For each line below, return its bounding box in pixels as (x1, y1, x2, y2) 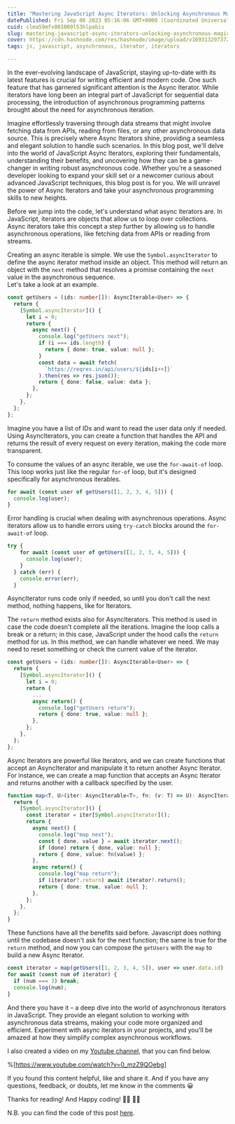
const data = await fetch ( (38, 359, 117, 366)
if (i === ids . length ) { (38, 339, 111, 347)
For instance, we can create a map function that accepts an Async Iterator (7, 771, 221, 779)
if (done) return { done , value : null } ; (38, 844, 161, 851)
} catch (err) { (13, 569, 61, 576)
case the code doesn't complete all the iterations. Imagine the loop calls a (7, 623, 220, 631)
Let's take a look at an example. (7, 280, 99, 288)
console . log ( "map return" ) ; (38, 870, 120, 877)
